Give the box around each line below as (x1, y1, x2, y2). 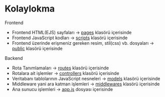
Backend (5, 55, 23, 61)
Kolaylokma (5, 3, 55, 15)
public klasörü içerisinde (12, 45, 63, 51)
